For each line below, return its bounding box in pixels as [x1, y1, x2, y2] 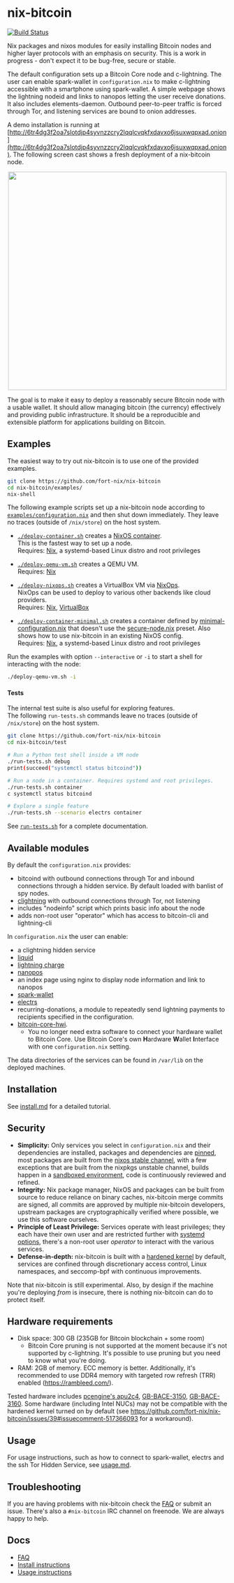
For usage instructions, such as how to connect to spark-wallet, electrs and [7, 1453, 225, 1461]
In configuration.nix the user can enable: [7, 933, 129, 941]
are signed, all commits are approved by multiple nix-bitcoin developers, [17, 1200, 226, 1209]
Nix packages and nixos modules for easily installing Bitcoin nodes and [7, 41, 212, 50]
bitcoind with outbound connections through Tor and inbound [17, 875, 195, 883]
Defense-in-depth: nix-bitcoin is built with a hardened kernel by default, [17, 1252, 226, 1260]
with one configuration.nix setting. [27, 1042, 131, 1051]
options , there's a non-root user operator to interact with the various [17, 1237, 214, 1246]
